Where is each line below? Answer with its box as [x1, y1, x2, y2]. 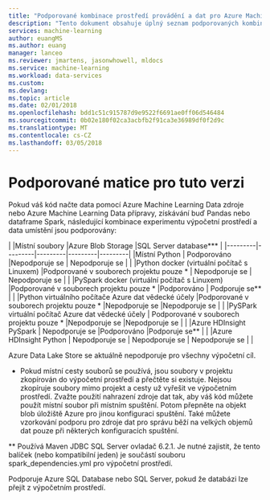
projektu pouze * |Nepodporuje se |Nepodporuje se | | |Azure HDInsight [8, 318, 247, 328]
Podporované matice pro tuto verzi [8, 174, 245, 191]
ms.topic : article [8, 94, 70, 102]
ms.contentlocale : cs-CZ [8, 131, 92, 139]
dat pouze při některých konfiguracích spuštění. [19, 426, 179, 436]
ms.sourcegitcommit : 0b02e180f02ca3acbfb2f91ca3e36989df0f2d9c [8, 117, 225, 125]
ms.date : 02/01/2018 [8, 101, 78, 109]
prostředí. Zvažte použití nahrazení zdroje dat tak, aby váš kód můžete [19, 391, 253, 402]
